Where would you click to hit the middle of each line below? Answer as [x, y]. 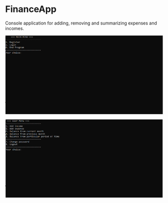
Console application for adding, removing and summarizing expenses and [81, 23]
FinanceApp [31, 9]
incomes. [14, 28]
